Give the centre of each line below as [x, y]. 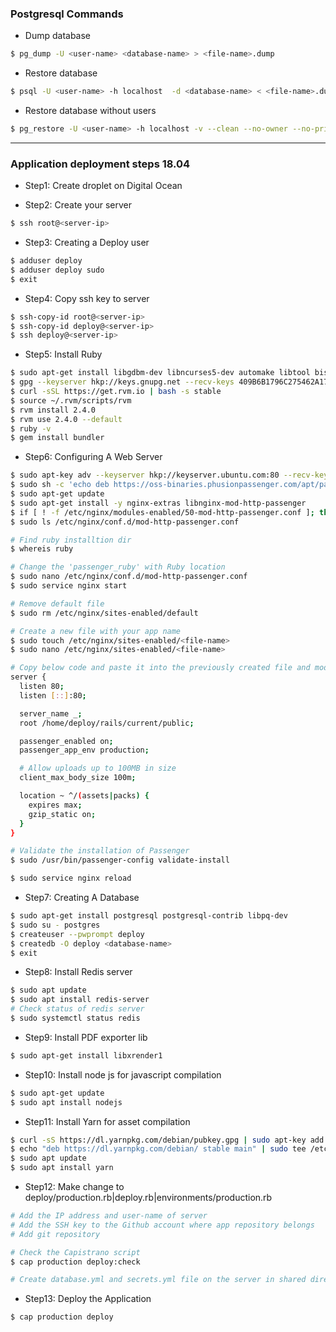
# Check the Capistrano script [75, 1252]
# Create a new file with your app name [96, 631]
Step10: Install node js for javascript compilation [123, 1074]
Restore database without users [90, 111]
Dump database [58, 36]
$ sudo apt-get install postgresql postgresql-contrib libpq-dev [149, 916]
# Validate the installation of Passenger [100, 851]
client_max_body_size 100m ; [78, 778]
